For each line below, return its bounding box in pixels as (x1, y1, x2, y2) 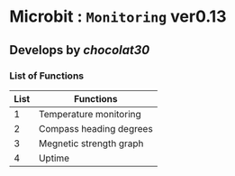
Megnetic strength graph (39, 137, 144, 150)
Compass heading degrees (39, 122, 153, 134)
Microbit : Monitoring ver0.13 (9, 6, 227, 27)
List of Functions (9, 69, 84, 82)
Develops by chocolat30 (9, 42, 150, 58)
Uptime (39, 152, 70, 164)
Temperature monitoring (39, 107, 141, 120)
